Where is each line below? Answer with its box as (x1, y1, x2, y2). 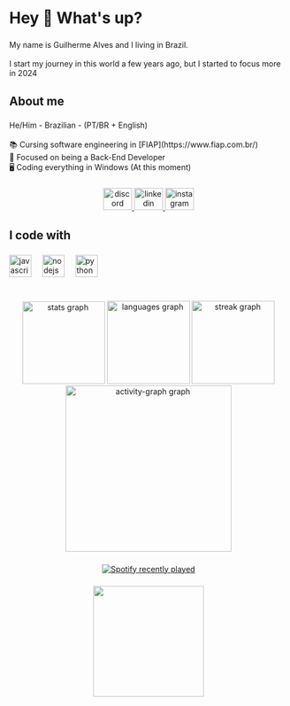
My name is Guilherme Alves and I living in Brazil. (9, 40, 188, 50)
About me (9, 93, 65, 109)
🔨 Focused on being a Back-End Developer (9, 152, 166, 163)
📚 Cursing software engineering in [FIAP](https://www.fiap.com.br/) (9, 139, 259, 150)
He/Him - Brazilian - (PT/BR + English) (9, 120, 149, 131)
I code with (9, 228, 72, 243)
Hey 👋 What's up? (9, 8, 143, 28)
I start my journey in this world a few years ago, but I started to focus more (9, 58, 281, 69)
